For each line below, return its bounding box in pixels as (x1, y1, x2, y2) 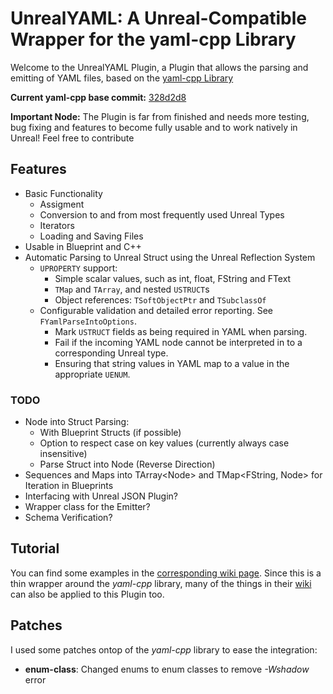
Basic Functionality (24, 187, 103, 199)
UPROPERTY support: (39, 262, 118, 274)
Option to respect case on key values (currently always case (39, 437, 290, 449)
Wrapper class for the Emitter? (24, 501, 151, 513)
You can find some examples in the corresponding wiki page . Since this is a (10, 567, 322, 579)
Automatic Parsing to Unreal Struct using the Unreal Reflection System (24, 251, 316, 263)
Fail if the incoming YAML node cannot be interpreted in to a (54, 336, 303, 348)
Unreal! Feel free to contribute (10, 132, 135, 144)
